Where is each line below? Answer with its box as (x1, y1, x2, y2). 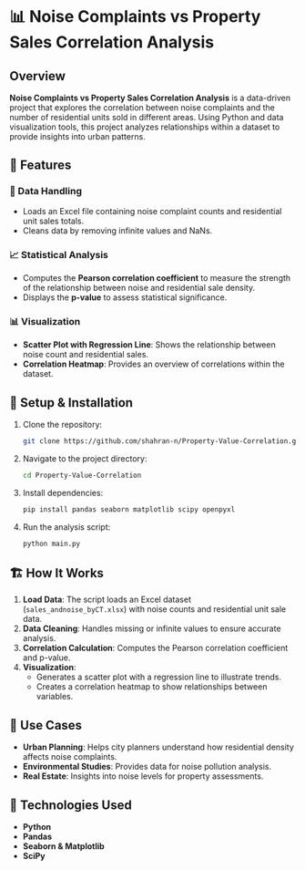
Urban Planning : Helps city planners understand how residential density (22, 741, 294, 752)
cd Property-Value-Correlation (22, 471, 142, 480)
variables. (36, 691, 74, 702)
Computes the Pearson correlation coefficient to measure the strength (22, 272, 291, 283)
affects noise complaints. (22, 751, 117, 762)
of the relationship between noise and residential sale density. (22, 282, 256, 293)
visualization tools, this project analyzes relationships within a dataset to (9, 121, 280, 132)
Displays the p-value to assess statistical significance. (22, 292, 228, 303)
